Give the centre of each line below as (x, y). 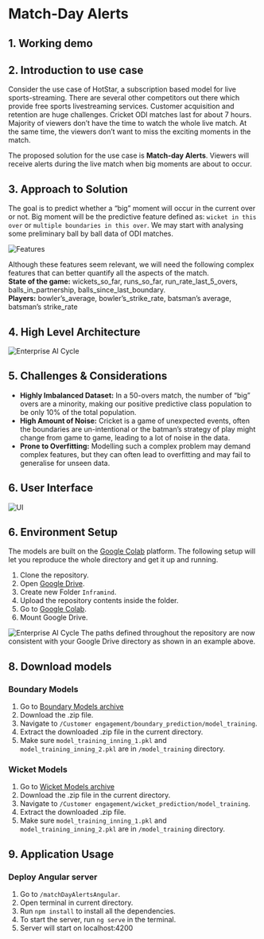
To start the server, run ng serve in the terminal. (98, 920)
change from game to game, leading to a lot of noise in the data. (125, 437)
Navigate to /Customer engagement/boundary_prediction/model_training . (138, 724)
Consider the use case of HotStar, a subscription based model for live (122, 89)
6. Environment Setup (63, 532)
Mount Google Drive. (54, 617)
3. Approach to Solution (68, 189)
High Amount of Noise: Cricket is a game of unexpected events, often (135, 421)
